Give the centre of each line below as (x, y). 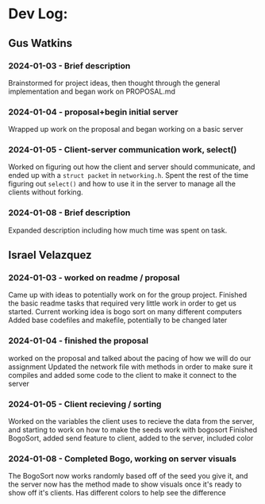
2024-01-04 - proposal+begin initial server (93, 112)
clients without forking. (46, 192)
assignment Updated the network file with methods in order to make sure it (131, 367)
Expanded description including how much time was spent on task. (118, 230)
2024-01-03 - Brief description (69, 66)
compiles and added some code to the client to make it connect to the (123, 375)
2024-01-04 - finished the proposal (79, 340)
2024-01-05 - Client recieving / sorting (85, 404)
